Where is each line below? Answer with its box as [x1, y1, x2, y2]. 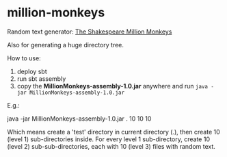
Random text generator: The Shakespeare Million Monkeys [7, 27, 172, 36]
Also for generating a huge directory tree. [7, 40, 124, 49]
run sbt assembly [16, 74, 66, 83]
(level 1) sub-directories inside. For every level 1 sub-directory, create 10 [7, 135, 211, 143]
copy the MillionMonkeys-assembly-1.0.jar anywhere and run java [16, 82, 209, 90]
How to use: [7, 53, 41, 62]
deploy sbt [16, 67, 47, 75]
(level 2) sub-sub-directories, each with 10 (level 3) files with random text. [7, 142, 215, 150]
